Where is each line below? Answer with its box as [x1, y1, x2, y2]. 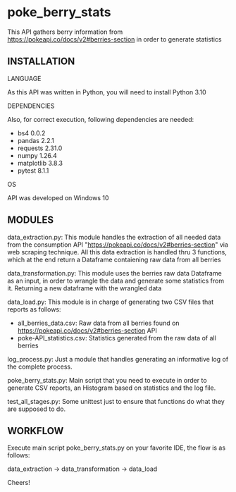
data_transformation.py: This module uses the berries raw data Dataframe [7, 269, 222, 277]
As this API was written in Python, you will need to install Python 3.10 [7, 87, 206, 96]
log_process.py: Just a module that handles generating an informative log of [7, 355, 229, 363]
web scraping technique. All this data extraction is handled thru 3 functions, [7, 247, 228, 256]
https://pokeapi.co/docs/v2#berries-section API [17, 326, 157, 335]
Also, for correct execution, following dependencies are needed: [7, 115, 194, 123]
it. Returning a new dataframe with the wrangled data [7, 283, 162, 293]
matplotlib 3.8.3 [17, 159, 63, 167]
